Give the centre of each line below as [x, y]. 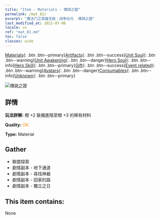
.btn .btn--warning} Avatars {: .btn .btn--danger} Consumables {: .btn [72, 70]
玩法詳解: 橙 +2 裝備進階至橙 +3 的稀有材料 [48, 115]
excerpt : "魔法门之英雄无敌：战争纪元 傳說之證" [50, 18]
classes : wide [19, 41]
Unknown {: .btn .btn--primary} [45, 75]
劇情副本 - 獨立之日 [31, 186]
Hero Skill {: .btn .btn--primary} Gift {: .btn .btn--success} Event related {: [85, 65]
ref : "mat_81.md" [23, 32]
